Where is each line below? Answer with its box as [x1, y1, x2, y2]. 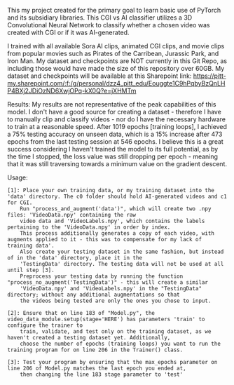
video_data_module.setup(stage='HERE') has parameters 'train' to [7, 316, 205, 323]
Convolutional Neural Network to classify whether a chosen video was [7, 21, 210, 29]
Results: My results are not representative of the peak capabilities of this [7, 100, 216, 108]
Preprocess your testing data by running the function [20, 273, 184, 280]
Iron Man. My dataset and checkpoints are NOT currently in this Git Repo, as [7, 57, 228, 65]
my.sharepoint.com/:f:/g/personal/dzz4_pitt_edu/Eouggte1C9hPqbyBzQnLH [7, 79, 226, 87]
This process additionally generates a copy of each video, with [20, 230, 215, 237]
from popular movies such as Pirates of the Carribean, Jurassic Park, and [7, 49, 219, 58]
